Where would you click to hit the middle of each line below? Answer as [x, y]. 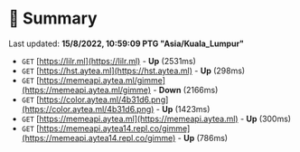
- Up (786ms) [202, 138]
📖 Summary [53, 19]
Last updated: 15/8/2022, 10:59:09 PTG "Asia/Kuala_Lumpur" [127, 43]
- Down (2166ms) [185, 90]
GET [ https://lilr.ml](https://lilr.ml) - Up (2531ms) [108, 61]
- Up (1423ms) [183, 109]
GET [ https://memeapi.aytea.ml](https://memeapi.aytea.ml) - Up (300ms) [156, 119]
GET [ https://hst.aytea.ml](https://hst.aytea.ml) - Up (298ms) [133, 71]
